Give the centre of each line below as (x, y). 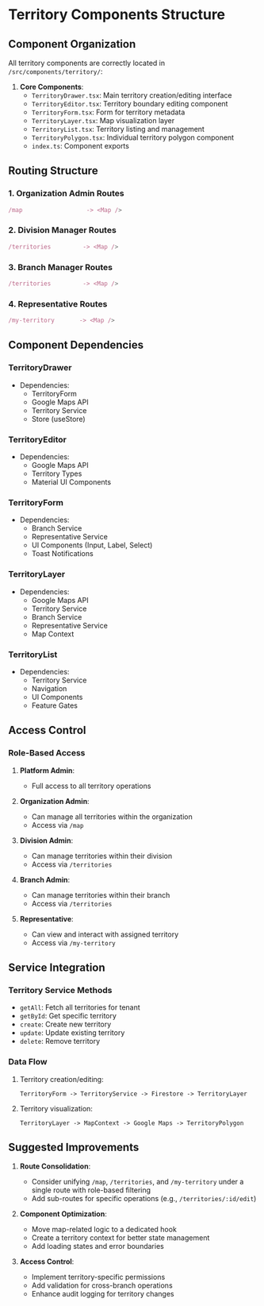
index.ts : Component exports (80, 146)
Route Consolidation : (55, 1166)
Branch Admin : (44, 879)
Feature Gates (54, 705)
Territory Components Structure (117, 15)
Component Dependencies (76, 345)
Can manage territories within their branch (101, 894)
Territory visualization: (56, 1108)
